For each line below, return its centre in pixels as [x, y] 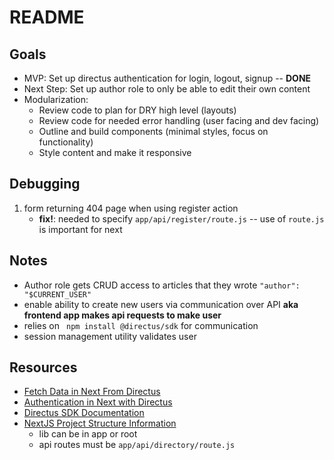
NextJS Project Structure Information [100, 423]
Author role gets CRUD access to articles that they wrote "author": [162, 285]
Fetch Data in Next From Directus [92, 392]
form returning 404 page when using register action [131, 208]
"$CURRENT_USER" [57, 294]
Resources [43, 367]
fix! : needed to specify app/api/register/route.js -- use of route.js [181, 218]
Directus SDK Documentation [84, 413]
